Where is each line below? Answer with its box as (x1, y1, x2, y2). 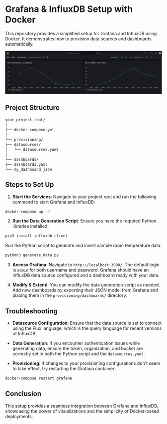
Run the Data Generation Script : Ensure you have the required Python (12, 218, 157, 224)
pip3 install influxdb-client (5, 233, 68, 239)
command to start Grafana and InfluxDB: (12, 199, 95, 205)
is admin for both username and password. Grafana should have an (12, 267, 149, 273)
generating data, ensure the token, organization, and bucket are (12, 345, 143, 351)
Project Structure (5, 103, 60, 112)
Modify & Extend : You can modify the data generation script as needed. (12, 282, 160, 288)
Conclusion (5, 390, 42, 398)
